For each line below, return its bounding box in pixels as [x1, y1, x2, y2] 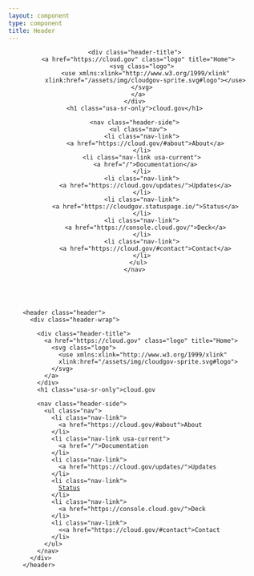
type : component [8, 19, 62, 27]
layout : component [8, 11, 70, 20]
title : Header [8, 26, 56, 34]
